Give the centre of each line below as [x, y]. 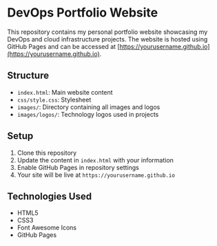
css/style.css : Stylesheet [54, 100]
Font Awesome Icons [47, 228]
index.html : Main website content [65, 92]
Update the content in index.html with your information [95, 160]
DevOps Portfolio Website [83, 13]
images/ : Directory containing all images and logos [89, 107]
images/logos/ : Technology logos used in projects [88, 114]
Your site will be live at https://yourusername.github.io [96, 175]
